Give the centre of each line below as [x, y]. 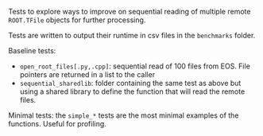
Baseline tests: [32, 51]
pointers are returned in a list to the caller [87, 74]
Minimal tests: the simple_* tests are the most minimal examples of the [124, 115]
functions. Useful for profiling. [58, 124]
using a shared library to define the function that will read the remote [132, 91]
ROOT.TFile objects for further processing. [77, 20]
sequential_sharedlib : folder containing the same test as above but [130, 83]
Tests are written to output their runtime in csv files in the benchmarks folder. [132, 35]
